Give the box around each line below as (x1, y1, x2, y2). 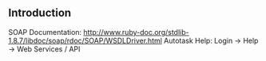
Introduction (8, 6, 72, 20)
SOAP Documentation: (8, 27, 82, 36)
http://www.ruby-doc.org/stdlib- (83, 27, 189, 36)
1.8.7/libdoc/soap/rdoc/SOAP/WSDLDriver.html (8, 36, 162, 45)
